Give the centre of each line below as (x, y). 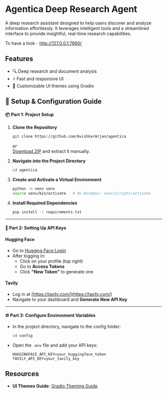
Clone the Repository (35, 128)
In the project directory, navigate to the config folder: (66, 326)
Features (19, 59)
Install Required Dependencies (45, 203)
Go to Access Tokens (42, 266)
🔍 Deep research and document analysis (54, 71)
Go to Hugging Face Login (39, 251)
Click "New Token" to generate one (56, 271)
